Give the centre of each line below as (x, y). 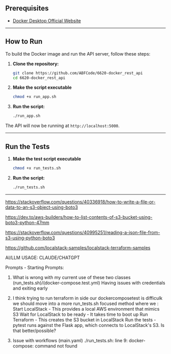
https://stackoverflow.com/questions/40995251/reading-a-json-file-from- (83, 232)
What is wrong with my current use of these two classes (72, 277)
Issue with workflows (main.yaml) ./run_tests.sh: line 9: (70, 340)
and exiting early (30, 288)
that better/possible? (34, 331)
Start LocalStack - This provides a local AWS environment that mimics (86, 309)
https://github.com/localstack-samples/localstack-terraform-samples (78, 247)
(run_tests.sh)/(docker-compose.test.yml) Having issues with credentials (89, 283)
